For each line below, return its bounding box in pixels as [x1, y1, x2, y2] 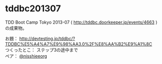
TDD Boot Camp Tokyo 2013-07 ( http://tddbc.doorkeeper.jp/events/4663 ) [5, 19, 158, 25]
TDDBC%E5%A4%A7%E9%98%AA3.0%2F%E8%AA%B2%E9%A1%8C [5, 41, 153, 47]
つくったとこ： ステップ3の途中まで [5, 47, 78, 53]
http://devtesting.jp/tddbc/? [19, 35, 75, 41]
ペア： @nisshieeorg [5, 53, 47, 59]
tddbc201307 [5, 3, 61, 14]
